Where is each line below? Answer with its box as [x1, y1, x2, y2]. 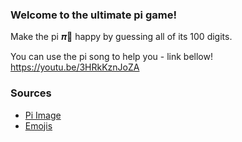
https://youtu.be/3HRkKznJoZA [10, 61, 140, 73]
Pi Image [24, 109, 62, 121]
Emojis [24, 119, 53, 132]
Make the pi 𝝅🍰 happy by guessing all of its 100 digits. [10, 31, 233, 43]
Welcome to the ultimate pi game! [10, 8, 177, 22]
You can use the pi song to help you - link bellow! [10, 51, 213, 63]
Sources [10, 86, 52, 100]
